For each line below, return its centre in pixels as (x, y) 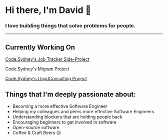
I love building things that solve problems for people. (70, 26)
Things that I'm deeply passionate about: (70, 94)
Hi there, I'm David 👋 (48, 10)
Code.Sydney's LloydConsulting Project (46, 79)
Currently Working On (40, 47)
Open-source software (36, 128)
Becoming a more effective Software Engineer (60, 106)
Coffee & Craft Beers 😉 (37, 133)
